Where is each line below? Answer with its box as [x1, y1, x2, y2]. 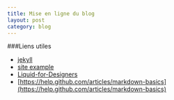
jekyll [17, 56, 33, 64]
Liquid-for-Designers [17, 70, 78, 78]
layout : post [7, 17, 45, 24]
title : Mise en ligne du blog [7, 10, 95, 17]
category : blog [7, 23, 52, 30]
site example [17, 63, 54, 72]
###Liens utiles [7, 42, 52, 51]
